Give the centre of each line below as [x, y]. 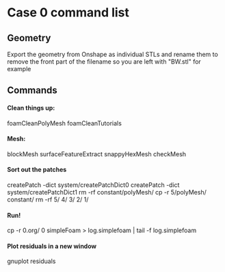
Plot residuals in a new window [52, 246]
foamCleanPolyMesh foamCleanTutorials [64, 123]
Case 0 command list [68, 13]
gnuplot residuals [31, 261]
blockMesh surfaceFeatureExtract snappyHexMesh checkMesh [97, 154]
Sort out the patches [37, 170]
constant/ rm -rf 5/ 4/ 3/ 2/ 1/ [48, 199]
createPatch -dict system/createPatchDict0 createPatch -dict [93, 185]
